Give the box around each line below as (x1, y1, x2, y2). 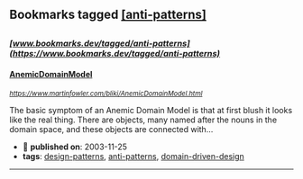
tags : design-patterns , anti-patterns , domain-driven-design (22, 150, 245, 161)
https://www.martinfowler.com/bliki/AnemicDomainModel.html (9, 89, 203, 98)
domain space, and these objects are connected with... (9, 123, 214, 134)
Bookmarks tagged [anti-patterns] (9, 7, 207, 22)
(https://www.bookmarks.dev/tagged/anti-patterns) (9, 48, 221, 59)
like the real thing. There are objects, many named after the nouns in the (9, 114, 278, 125)
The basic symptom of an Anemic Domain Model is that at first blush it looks (9, 104, 293, 115)
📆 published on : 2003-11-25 (22, 141, 128, 152)
